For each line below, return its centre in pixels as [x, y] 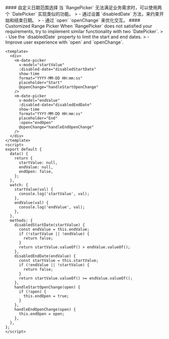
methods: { [21, 221]
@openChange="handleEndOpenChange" [56, 127]
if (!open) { [32, 292]
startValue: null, [38, 163]
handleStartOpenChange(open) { [47, 287]
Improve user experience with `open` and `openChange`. [64, 42]
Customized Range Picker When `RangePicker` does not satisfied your [79, 26]
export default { [24, 149]
